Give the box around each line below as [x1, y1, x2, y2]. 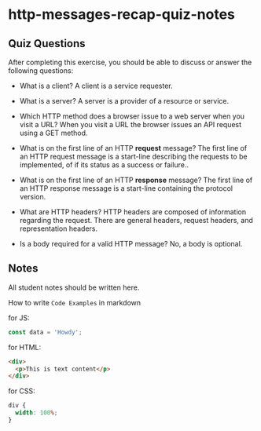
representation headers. [19, 224, 98, 233]
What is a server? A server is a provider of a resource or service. [19, 97, 230, 105]
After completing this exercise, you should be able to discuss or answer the [8, 57, 252, 67]
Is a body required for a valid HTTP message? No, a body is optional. [19, 239, 243, 248]
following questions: [8, 66, 74, 75]
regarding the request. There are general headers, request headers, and [19, 216, 254, 225]
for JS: [8, 312, 30, 323]
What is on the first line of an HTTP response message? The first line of [19, 175, 253, 184]
